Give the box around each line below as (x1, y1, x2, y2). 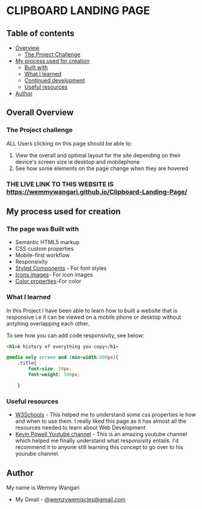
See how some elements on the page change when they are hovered (15, 165, 189, 172)
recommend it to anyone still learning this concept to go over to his (15, 444, 184, 451)
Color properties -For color (15, 278, 82, 285)
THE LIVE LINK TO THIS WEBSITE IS (6, 180, 114, 188)
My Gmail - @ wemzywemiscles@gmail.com (15, 496, 126, 503)
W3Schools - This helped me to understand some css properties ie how (15, 411, 197, 418)
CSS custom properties (15, 245, 74, 253)
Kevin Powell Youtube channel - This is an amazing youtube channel (15, 431, 187, 438)
